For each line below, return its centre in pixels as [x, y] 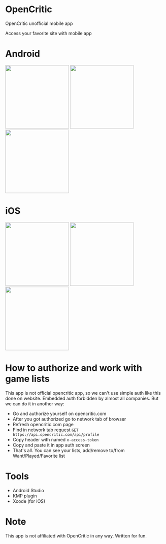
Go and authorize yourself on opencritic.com [59, 413]
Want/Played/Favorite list [39, 456]
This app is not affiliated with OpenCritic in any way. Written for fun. [76, 536]
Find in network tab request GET [45, 430]
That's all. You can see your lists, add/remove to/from [69, 450]
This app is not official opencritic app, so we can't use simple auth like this [83, 393]
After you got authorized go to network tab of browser [69, 419]
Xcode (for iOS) [29, 501]
